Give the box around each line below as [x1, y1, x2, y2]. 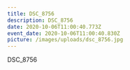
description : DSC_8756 [7, 17, 73, 24]
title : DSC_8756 [7, 10, 55, 17]
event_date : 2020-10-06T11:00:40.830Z [7, 29, 120, 37]
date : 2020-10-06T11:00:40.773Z [7, 23, 101, 30]
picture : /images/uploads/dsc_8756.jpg [7, 36, 124, 43]
